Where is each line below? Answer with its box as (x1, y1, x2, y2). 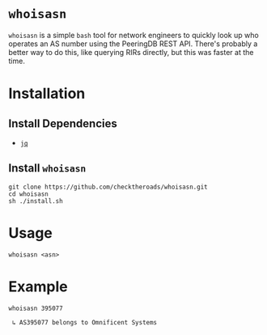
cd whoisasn (8, 189, 49, 198)
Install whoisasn (8, 161, 87, 176)
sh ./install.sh (8, 197, 63, 205)
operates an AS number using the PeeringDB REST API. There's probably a (8, 39, 258, 49)
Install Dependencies (8, 117, 117, 130)
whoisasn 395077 (8, 304, 63, 312)
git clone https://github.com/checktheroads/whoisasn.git (8, 183, 208, 191)
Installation (8, 84, 86, 103)
